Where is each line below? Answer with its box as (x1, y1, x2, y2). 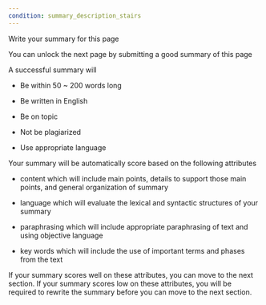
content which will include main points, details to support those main (19, 173, 247, 183)
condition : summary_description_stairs (8, 11, 142, 20)
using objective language (19, 230, 103, 240)
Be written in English (19, 96, 88, 105)
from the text (19, 254, 63, 264)
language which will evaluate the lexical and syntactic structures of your (19, 197, 259, 207)
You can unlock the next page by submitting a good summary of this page (8, 49, 252, 59)
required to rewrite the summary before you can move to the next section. (8, 287, 252, 297)
